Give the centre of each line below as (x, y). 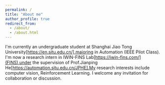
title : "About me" (24, 14)
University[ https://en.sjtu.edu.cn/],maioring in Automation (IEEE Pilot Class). (82, 52)
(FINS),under (18, 63)
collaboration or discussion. (33, 78)
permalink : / (19, 10)
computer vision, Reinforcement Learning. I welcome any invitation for (77, 73)
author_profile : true (27, 19)
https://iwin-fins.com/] (118, 57)
